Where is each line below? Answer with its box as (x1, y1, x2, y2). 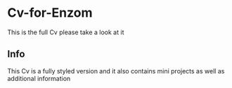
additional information (7, 74, 71, 82)
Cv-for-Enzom (7, 5, 93, 21)
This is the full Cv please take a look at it (7, 28, 124, 36)
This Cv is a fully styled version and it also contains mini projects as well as (7, 66, 225, 75)
